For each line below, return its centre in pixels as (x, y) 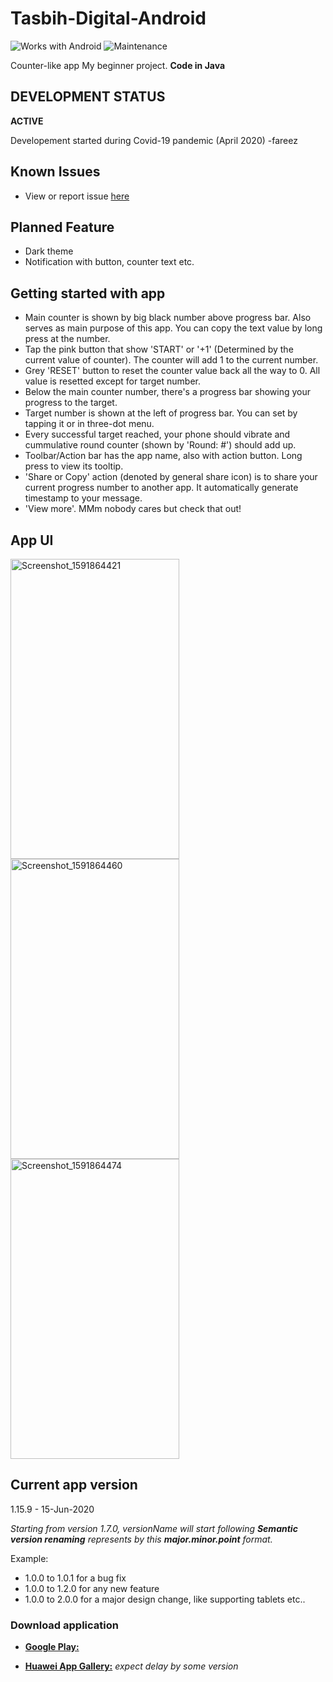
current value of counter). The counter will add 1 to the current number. (171, 360)
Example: (29, 1558)
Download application (64, 1625)
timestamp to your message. (83, 498)
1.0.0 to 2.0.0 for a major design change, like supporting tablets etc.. (165, 1599)
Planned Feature (62, 227)
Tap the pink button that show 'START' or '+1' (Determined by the (159, 349)
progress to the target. (71, 403)
